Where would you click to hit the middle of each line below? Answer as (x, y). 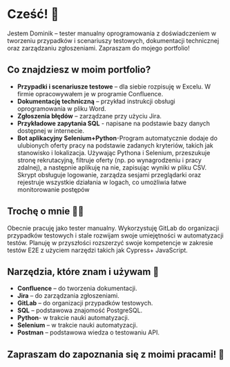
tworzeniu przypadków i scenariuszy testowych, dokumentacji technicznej (113, 40)
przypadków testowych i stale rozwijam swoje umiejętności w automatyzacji (115, 235)
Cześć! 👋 (33, 14)
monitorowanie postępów (53, 189)
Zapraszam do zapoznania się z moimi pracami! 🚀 (116, 354)
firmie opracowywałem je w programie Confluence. (90, 93)
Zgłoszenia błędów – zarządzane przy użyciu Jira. (89, 116)
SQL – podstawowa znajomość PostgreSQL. (80, 310)
